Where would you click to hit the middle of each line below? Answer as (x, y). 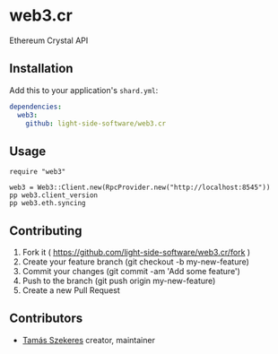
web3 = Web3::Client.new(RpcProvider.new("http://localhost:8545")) (140, 188)
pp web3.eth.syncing (48, 203)
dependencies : (36, 107)
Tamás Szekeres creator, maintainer (88, 340)
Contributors (46, 319)
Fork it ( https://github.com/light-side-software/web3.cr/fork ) (136, 252)
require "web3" (38, 172)
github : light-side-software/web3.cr (96, 123)
